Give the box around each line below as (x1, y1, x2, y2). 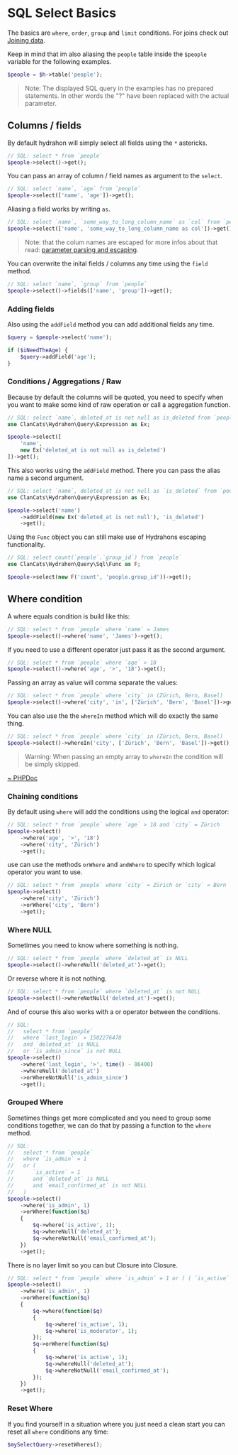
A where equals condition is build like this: (7, 612, 130, 621)
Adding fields (7, 304, 55, 314)
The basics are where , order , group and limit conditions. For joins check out (7, 28, 229, 37)
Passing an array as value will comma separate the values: (7, 678, 178, 687)
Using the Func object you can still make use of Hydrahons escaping (7, 533, 207, 541)
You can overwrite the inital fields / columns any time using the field (7, 259, 208, 268)
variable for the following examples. (7, 57, 112, 65)
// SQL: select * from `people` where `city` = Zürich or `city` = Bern (7, 882, 227, 889)
